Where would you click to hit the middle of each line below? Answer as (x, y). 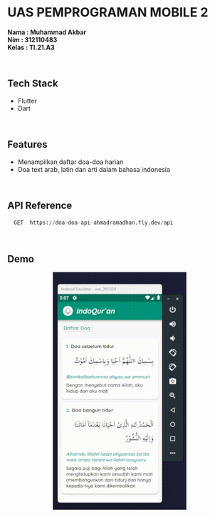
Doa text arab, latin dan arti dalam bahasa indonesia (94, 169)
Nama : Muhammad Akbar (47, 32)
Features (27, 144)
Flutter (27, 101)
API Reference (40, 205)
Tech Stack (33, 84)
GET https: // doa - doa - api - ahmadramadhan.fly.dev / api (94, 223)
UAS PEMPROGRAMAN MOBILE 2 (108, 12)
